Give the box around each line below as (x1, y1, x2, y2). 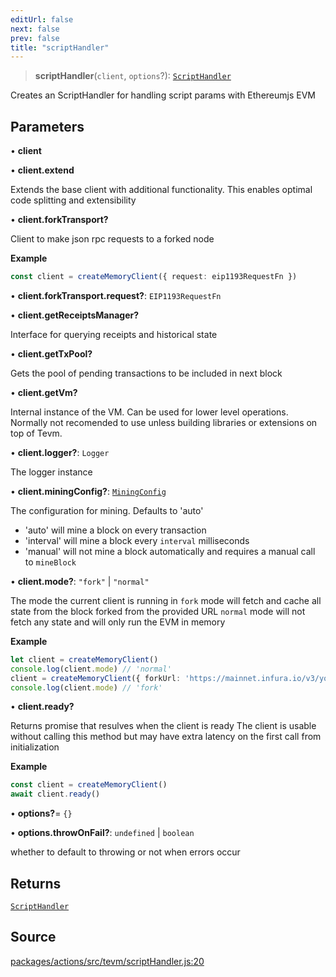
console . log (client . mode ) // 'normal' (10, 664, 172, 674)
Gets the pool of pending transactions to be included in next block (10, 367, 283, 379)
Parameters (10, 118, 85, 135)
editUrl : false (10, 14, 74, 25)
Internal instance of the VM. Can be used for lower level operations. (10, 406, 289, 418)
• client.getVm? (10, 386, 78, 398)
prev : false (10, 33, 60, 43)
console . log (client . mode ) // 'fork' (10, 682, 163, 693)
